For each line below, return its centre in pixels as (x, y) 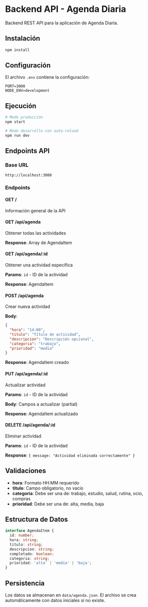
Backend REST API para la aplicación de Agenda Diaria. (62, 23)
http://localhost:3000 (28, 175)
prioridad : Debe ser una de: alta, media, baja (58, 504)
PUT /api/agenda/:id (26, 373)
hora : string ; (24, 540)
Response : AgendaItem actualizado (42, 414)
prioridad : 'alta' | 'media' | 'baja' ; (51, 563)
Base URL (17, 165)
